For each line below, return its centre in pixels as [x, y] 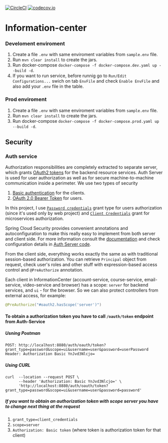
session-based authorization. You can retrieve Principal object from [76, 259]
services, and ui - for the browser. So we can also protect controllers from [82, 290]
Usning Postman [23, 333]
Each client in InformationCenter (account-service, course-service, [74, 280]
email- [151, 280]
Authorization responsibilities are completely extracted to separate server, [81, 167]
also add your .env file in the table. [48, 86]
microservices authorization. [34, 218]
